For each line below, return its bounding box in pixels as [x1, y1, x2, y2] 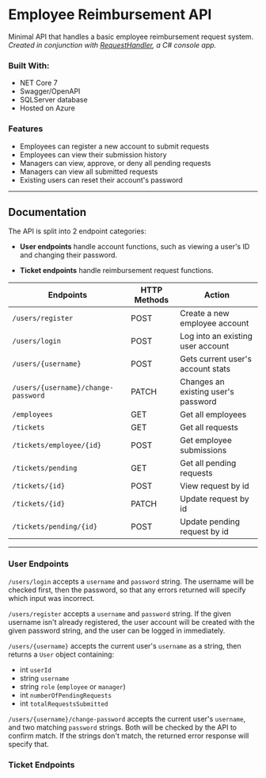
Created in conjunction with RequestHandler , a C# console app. [8, 40, 217, 49]
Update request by [180, 494, 249, 505]
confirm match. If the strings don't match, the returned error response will [8, 730, 249, 740]
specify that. [8, 739, 49, 749]
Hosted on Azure [19, 103, 75, 113]
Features [8, 123, 44, 134]
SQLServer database [19, 95, 89, 105]
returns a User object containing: [8, 649, 115, 659]
